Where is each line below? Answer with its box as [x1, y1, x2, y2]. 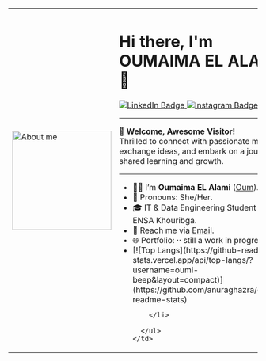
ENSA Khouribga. [132, 215, 197, 226]
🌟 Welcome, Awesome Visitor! [119, 126, 236, 137]
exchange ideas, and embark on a [119, 146, 245, 157]
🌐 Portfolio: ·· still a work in [132, 235, 232, 246]
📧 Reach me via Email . [132, 225, 215, 236]
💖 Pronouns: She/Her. [132, 192, 213, 203]
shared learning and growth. [119, 156, 224, 167]
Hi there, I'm [119, 31, 214, 51]
